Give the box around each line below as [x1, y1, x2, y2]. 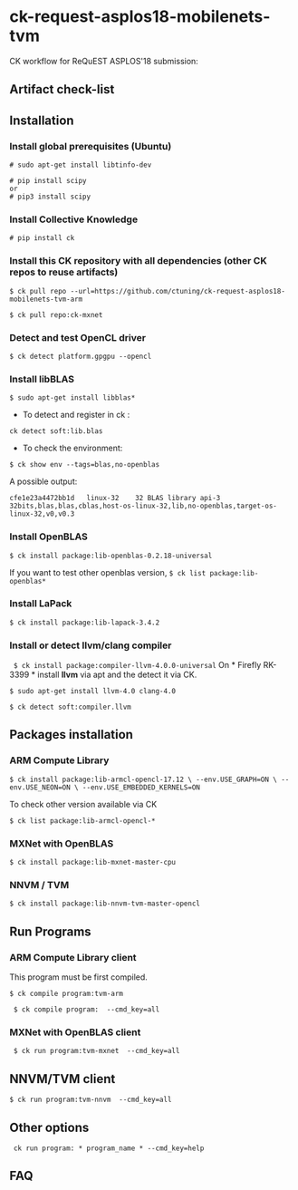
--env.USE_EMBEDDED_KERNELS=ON [82, 782, 201, 792]
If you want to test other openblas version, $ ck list [9, 566, 207, 577]
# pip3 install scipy [9, 192, 91, 201]
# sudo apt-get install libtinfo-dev [9, 160, 152, 169]
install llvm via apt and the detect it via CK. [37, 669, 197, 681]
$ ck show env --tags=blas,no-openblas [9, 460, 160, 469]
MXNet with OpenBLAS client [9, 1026, 141, 1039]
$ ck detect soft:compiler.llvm [9, 702, 131, 712]
